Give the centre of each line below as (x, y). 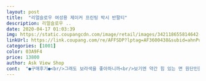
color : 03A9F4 (25, 52)
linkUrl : (17, 40)
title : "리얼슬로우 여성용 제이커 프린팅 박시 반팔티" (67, 18)
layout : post (23, 12)
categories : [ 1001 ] (31, 46)
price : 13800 (23, 57)
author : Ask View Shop (35, 63)
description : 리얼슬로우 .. (39, 23)
